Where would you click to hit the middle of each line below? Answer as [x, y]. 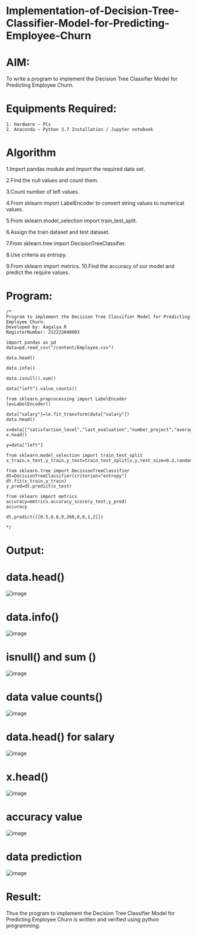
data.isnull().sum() [31, 378]
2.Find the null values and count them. [52, 180]
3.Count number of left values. [43, 192]
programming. [23, 926]
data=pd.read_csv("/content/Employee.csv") [60, 347]
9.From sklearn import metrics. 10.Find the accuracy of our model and [90, 266]
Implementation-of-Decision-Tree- [93, 11]
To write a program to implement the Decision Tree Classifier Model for [92, 79]
